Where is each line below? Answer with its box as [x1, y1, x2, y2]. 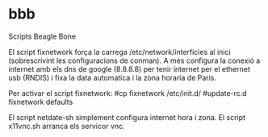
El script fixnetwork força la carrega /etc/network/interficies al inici [8, 47, 232, 56]
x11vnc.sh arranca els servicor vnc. [8, 121, 125, 131]
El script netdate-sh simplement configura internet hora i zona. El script [8, 112, 246, 122]
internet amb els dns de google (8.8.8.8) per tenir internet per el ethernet [8, 64, 250, 73]
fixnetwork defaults [8, 97, 73, 106]
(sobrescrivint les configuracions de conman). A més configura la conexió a [8, 56, 261, 65]
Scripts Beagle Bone [8, 31, 77, 41]
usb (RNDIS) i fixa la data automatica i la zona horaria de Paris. [8, 73, 216, 82]
